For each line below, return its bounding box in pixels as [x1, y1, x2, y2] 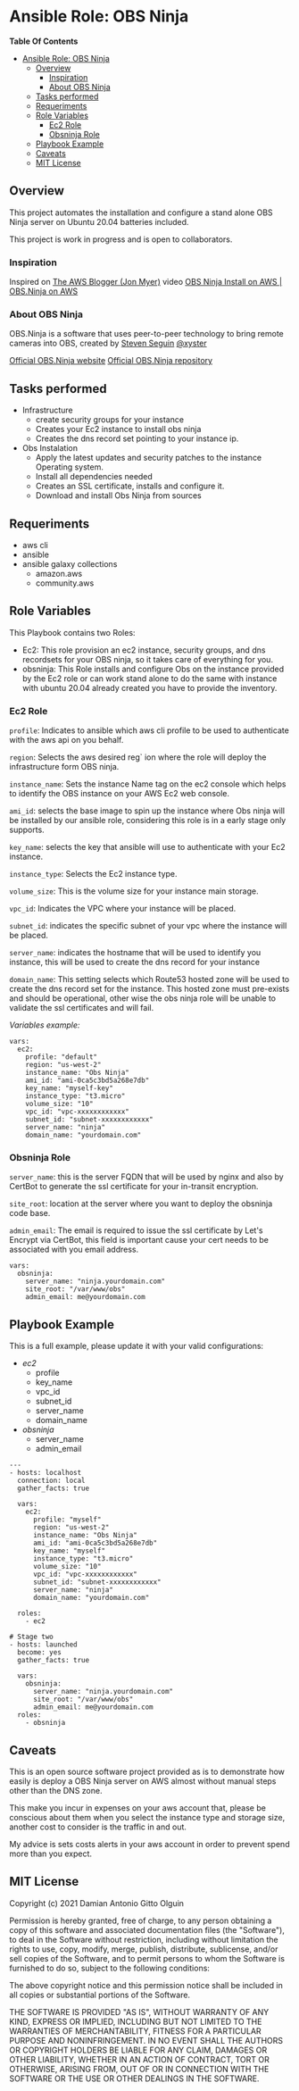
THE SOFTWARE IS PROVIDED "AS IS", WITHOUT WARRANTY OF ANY [9, 2006, 270, 2017]
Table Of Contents [9, 36, 79, 46]
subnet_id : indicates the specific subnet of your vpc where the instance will [9, 921, 287, 931]
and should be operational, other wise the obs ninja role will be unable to [9, 993, 277, 1004]
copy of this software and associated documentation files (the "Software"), [9, 1924, 286, 1935]
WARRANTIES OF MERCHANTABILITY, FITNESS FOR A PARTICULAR [9, 2025, 262, 2037]
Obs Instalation [21, 443, 79, 454]
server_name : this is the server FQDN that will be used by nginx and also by [9, 1171, 284, 1182]
